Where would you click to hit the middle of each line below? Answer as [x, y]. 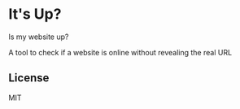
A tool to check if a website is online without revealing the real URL [120, 52]
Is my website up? [39, 37]
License [29, 78]
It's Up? [35, 14]
